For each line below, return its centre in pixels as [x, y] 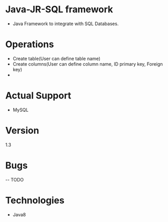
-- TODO [15, 179]
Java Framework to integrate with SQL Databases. [66, 24]
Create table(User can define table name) [57, 58]
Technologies [35, 200]
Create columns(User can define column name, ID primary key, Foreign [88, 64]
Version [22, 130]
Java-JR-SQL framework [59, 9]
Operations [30, 44]
